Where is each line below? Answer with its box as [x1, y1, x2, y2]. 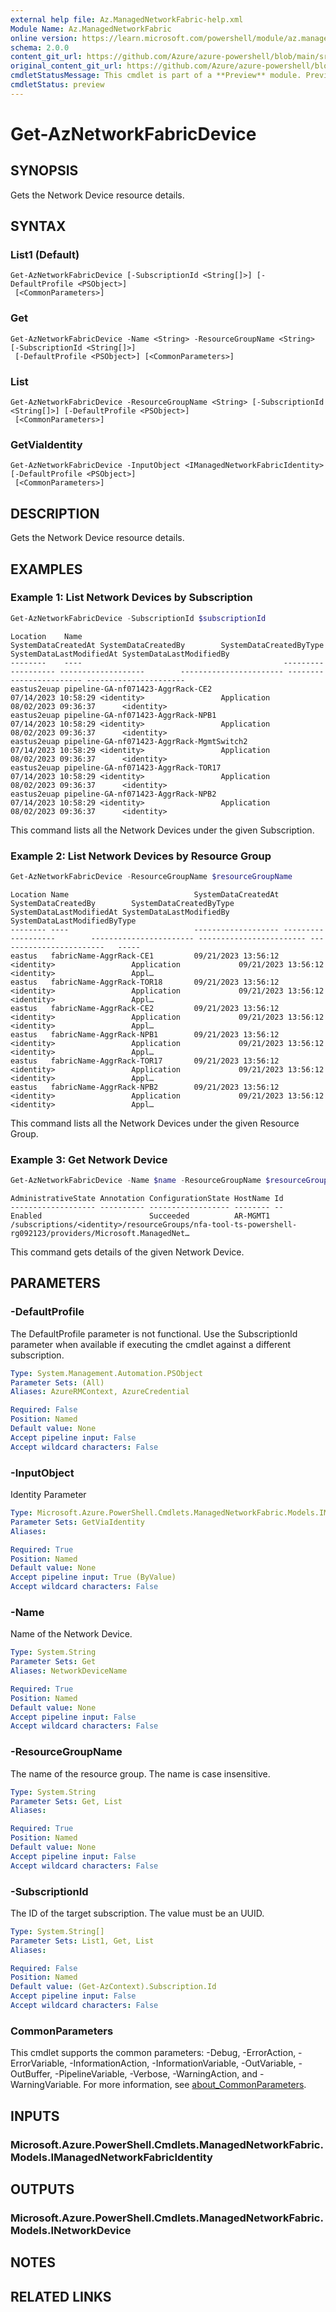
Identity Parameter [10, 1489, 87, 1501]
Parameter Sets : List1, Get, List [10, 1936, 155, 1946]
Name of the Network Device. [10, 1628, 133, 1640]
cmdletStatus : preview [10, 80, 105, 90]
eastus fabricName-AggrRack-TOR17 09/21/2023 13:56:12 [10, 1056, 280, 1066]
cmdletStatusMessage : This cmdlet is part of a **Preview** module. [10, 71, 302, 81]
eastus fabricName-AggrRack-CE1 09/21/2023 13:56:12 [10, 951, 280, 961]
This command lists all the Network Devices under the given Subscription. [10, 824, 315, 836]
